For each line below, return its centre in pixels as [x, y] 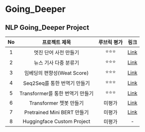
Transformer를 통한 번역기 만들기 [57, 93]
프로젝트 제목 [56, 42]
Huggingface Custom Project [56, 121]
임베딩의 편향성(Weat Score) [56, 73]
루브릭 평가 [111, 42]
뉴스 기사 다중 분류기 [57, 63]
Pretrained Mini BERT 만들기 [56, 112]
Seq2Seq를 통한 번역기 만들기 [57, 83]
